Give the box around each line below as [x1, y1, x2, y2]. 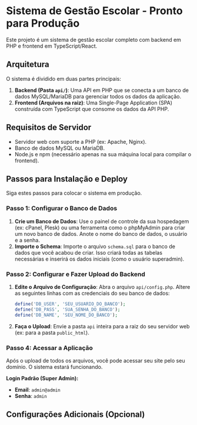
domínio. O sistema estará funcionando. [6, 363, 103, 370]
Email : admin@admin [14, 386, 61, 393]
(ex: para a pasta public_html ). [14, 329, 89, 336]
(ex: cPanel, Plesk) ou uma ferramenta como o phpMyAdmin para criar [14, 224, 186, 231]
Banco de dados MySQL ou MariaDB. [14, 144, 105, 151]
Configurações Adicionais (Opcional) [6, 410, 145, 420]
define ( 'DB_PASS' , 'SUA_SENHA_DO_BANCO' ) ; [14, 307, 121, 312]
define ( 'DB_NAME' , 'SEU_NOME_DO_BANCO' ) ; [14, 312, 118, 318]
